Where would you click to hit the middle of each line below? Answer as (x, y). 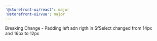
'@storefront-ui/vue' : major (35, 14)
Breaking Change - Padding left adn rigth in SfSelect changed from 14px (78, 28)
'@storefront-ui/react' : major (37, 10)
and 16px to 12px (22, 33)
